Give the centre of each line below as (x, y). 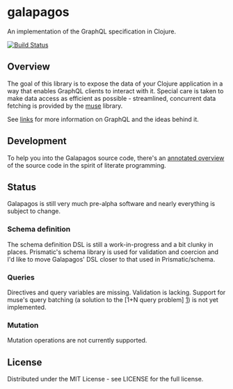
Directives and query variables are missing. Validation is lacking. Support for (116, 292)
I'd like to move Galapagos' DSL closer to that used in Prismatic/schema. (111, 259)
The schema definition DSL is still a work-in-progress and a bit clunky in (110, 244)
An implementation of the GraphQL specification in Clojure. (92, 31)
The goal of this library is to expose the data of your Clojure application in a (115, 84)
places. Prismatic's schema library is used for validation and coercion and (113, 252)
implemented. (27, 307)
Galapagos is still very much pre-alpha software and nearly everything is (111, 204)
